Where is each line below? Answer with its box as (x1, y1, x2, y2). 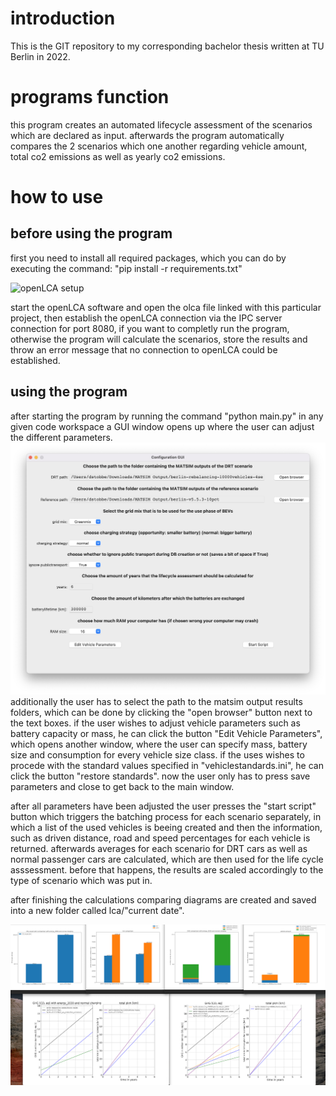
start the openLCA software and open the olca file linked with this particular (10, 301, 322, 313)
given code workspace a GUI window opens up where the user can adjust (10, 420, 315, 432)
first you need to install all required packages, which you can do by (10, 252, 287, 264)
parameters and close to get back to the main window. (10, 780, 235, 792)
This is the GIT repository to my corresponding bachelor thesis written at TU (10, 40, 325, 52)
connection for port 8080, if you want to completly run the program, (10, 322, 290, 334)
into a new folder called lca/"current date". (10, 904, 185, 916)
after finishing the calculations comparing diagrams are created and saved (10, 893, 317, 906)
